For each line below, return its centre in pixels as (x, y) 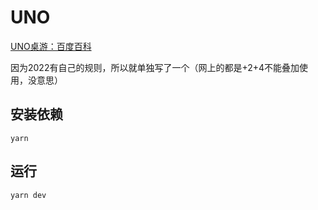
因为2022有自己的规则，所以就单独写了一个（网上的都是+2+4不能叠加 (155, 67)
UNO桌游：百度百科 (51, 46)
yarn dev (28, 195)
